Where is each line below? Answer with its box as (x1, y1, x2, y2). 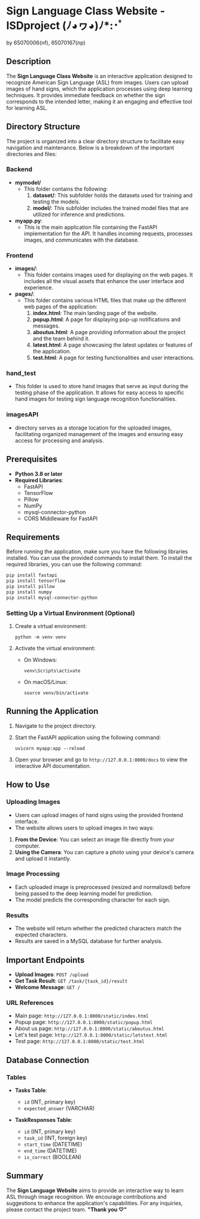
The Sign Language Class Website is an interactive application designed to (6, 72, 193, 79)
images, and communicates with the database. (23, 236, 140, 244)
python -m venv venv (14, 634, 66, 640)
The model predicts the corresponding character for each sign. (14, 896, 171, 903)
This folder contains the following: (23, 185, 108, 193)
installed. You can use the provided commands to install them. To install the (6, 554, 193, 562)
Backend (6, 165, 33, 173)
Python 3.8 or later (14, 470, 63, 478)
